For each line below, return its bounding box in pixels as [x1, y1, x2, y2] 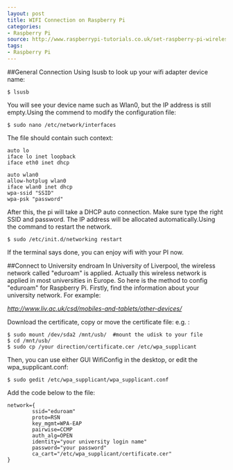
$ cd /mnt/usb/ [7, 337, 51, 344]
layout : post [7, 10, 45, 17]
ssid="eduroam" [32, 408, 76, 415]
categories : [7, 23, 42, 30]
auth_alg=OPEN [32, 432, 73, 439]
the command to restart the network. [7, 223, 112, 231]
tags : [7, 42, 23, 49]
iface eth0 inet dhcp [7, 159, 70, 166]
